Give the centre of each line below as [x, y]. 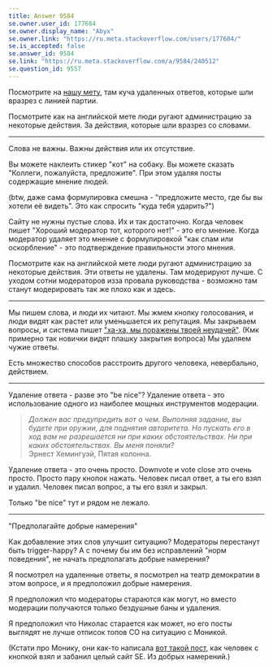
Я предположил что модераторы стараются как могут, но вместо [123, 599]
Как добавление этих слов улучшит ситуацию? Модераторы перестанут [134, 541]
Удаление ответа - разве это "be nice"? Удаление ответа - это [117, 394]
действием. [28, 371]
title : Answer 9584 [41, 16]
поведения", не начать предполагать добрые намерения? [109, 558]
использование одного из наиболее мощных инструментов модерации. [134, 403]
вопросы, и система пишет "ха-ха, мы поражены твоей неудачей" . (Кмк [134, 329]
